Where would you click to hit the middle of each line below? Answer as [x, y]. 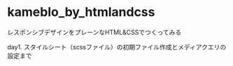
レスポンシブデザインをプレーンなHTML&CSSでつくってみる [94, 32]
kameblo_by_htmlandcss [81, 12]
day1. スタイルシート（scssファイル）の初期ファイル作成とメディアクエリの [117, 47]
